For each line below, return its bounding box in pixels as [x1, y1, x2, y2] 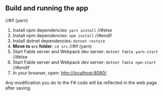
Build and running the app [5, 4, 89, 13]
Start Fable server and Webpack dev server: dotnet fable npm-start [12, 59, 156, 65]
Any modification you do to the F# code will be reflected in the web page [5, 79, 157, 85]
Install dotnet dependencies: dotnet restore [12, 38, 105, 44]
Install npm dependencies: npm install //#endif [12, 32, 112, 38]
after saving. [5, 85, 31, 91]
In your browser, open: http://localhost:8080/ [12, 70, 107, 76]
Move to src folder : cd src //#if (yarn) [12, 43, 92, 49]
